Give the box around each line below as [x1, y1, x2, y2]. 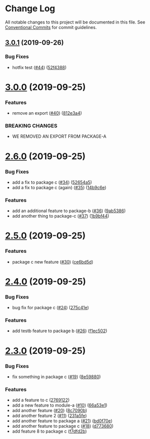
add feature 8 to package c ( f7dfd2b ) [12, 428, 87, 434]
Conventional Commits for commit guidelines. [5, 24, 97, 30]
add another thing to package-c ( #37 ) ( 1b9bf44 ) [12, 213, 109, 219]
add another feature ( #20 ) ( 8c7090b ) [12, 408, 87, 414]
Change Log [5, 3, 55, 14]
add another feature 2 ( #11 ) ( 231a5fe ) [12, 413, 87, 419]
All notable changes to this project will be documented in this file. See [5, 19, 146, 25]
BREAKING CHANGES [5, 122, 58, 129]
